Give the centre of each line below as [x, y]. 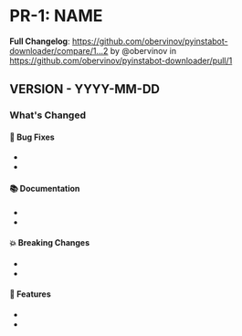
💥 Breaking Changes [50, 243]
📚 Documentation [45, 189]
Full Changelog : [40, 41]
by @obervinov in [143, 50]
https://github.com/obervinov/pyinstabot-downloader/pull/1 [121, 60]
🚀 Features [31, 294]
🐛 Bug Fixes [32, 137]
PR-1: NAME [56, 16]
